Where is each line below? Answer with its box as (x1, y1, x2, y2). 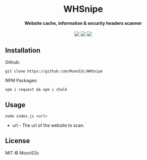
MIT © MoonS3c (5, 150, 40, 156)
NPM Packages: (5, 78, 38, 84)
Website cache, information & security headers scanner (24, 20, 142, 26)
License (5, 137, 30, 145)
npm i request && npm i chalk (5, 87, 68, 92)
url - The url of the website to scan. (12, 122, 85, 128)
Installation (5, 46, 41, 54)
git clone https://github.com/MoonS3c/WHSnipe (5, 69, 103, 74)
